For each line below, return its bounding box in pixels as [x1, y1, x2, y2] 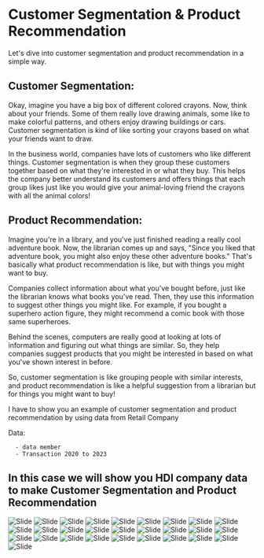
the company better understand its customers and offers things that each [8, 174, 246, 183]
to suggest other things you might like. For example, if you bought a [8, 300, 227, 309]
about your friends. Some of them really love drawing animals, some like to [8, 109, 250, 118]
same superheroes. [8, 316, 71, 326]
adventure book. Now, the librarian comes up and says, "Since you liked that [8, 242, 255, 253]
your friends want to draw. [8, 134, 93, 143]
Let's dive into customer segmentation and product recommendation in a [8, 48, 244, 57]
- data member [15, 443, 61, 451]
